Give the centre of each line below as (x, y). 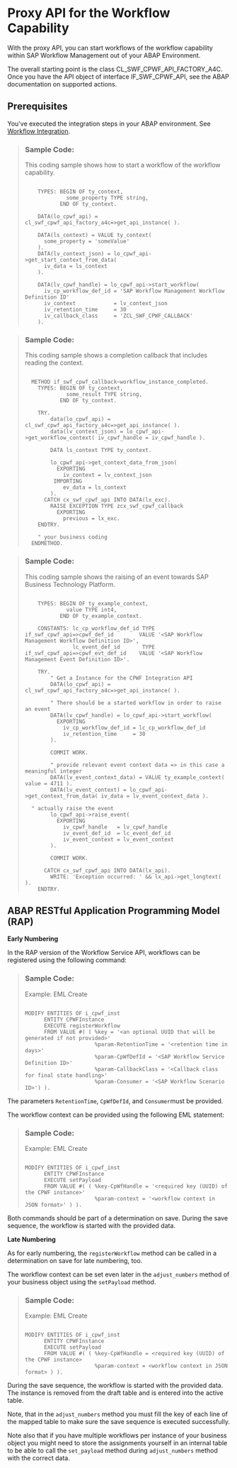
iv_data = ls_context (75, 266)
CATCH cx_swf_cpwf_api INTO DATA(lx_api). (107, 871)
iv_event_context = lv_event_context (118, 839)
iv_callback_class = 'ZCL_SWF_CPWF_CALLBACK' (118, 316)
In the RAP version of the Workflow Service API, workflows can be (104, 953)
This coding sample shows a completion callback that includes (116, 355)
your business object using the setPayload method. (82, 1282)
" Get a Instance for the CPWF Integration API (122, 678)
